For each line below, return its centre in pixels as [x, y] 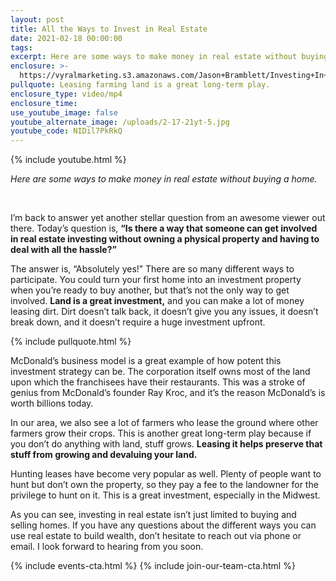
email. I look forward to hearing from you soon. [107, 547]
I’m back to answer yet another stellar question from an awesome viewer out [168, 218]
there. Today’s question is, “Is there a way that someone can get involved [164, 228]
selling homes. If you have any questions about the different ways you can [163, 525]
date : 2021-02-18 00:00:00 [66, 38]
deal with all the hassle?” [63, 250]
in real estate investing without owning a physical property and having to [165, 239]
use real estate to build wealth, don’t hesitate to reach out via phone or [156, 536]
